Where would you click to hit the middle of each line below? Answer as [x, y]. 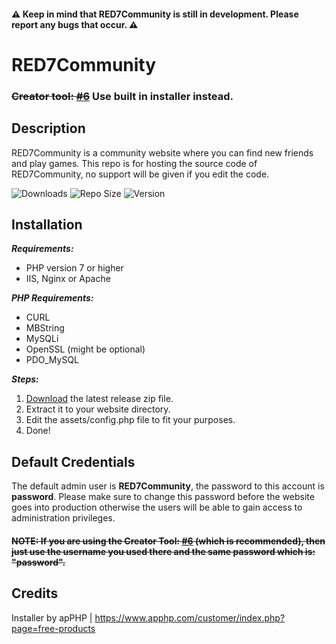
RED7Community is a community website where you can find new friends [162, 152]
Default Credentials [73, 461]
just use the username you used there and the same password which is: [163, 551]
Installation [47, 224]
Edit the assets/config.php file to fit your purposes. [130, 420]
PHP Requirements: [52, 298]
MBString [45, 328]
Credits [35, 593]
